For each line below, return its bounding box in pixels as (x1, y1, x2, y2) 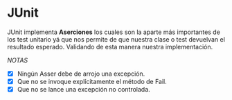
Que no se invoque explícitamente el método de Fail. (17, 78, 168, 85)
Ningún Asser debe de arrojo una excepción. (17, 69, 145, 78)
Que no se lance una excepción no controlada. (17, 85, 150, 94)
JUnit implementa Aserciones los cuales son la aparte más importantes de (7, 28, 220, 36)
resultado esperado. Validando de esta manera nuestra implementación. (7, 42, 213, 51)
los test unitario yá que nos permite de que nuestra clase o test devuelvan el (7, 35, 225, 43)
